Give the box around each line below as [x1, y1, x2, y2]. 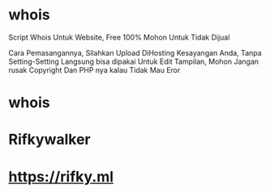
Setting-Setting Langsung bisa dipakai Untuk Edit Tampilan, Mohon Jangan [8, 57, 259, 66]
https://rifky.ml [8, 167, 114, 186]
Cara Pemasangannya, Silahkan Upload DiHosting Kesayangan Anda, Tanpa [8, 48, 262, 57]
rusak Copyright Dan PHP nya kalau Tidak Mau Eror [8, 65, 181, 74]
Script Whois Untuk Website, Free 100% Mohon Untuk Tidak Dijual [8, 32, 230, 42]
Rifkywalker [8, 131, 91, 149]
